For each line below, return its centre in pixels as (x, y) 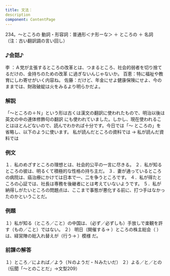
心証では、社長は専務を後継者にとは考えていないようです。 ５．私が (90, 184)
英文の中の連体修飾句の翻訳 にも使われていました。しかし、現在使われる (81, 119)
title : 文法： (19, 10)
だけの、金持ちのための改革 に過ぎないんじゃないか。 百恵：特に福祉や (84, 74)
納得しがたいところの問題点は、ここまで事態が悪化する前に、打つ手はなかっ (85, 190)
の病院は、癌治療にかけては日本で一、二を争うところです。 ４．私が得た (81, 177)
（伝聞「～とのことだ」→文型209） (43, 268)
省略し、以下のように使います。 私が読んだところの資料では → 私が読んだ (82, 132)
